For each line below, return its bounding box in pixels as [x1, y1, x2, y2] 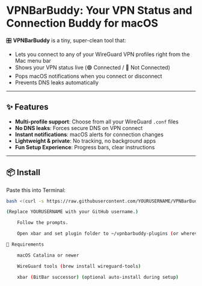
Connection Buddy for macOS [6, 16, 158, 30]
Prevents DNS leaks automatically [14, 79, 99, 86]
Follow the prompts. [17, 220, 69, 226]
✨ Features [6, 102, 49, 112]
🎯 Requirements [6, 241, 44, 247]
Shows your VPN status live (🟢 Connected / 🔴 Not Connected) [14, 64, 170, 71]
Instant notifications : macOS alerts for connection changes [14, 131, 164, 138]
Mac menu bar [14, 57, 51, 64]
